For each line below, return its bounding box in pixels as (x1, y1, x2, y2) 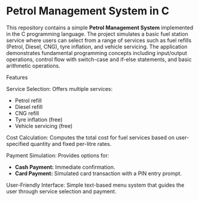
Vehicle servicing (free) (14, 122, 73, 129)
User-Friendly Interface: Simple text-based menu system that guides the (6, 181, 185, 188)
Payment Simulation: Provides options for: (6, 151, 109, 159)
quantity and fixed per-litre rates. (30, 140, 112, 147)
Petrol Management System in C (6, 4, 169, 18)
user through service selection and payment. (6, 187, 117, 195)
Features (6, 74, 28, 81)
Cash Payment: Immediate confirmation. (14, 163, 115, 170)
